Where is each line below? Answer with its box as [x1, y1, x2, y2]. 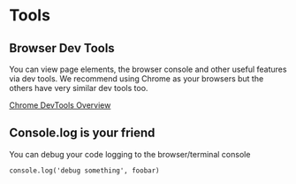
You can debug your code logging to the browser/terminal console [9, 149, 251, 159]
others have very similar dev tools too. [9, 83, 148, 93]
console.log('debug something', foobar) [9, 165, 161, 175]
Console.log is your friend [9, 126, 156, 141]
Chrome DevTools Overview [9, 100, 111, 111]
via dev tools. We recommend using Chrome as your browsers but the [9, 73, 264, 84]
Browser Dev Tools [9, 41, 115, 56]
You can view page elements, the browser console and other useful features [9, 64, 287, 74]
